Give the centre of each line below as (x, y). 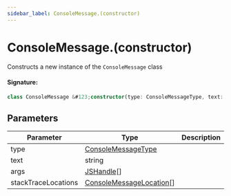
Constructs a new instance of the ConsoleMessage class (85, 67)
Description (201, 138)
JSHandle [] (103, 171)
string (94, 160)
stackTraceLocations (44, 183)
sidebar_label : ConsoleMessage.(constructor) (73, 13)
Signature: (22, 83)
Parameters (33, 119)
